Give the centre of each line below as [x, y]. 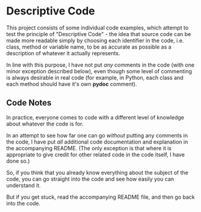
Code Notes [29, 103]
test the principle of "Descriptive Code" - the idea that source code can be [99, 34]
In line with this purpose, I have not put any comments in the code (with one [100, 65]
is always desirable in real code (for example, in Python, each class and [95, 77]
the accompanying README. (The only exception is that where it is [89, 148]
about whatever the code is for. [45, 124]
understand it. [23, 185]
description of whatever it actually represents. [63, 53]
